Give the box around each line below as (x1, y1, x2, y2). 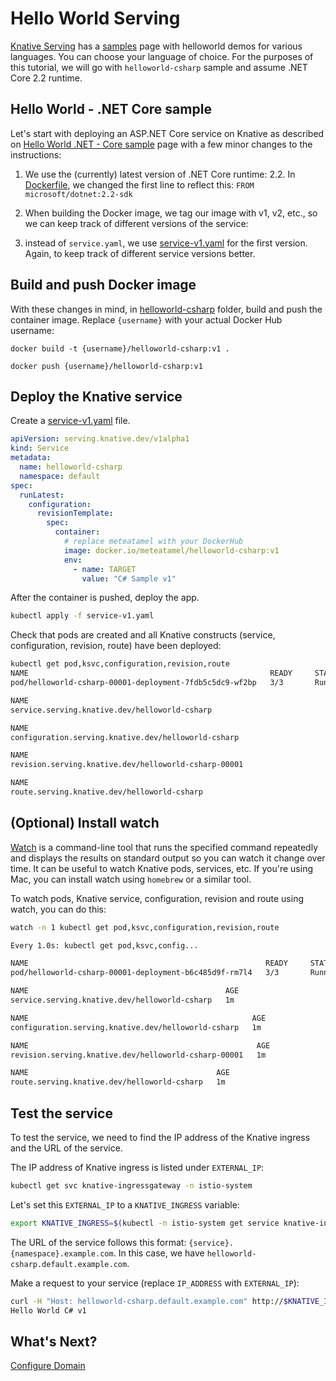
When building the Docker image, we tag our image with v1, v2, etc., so (24, 207, 318, 219)
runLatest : (19, 490, 65, 500)
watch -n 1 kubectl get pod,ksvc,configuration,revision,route (10, 922, 280, 932)
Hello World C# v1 (10, 1305, 87, 1316)
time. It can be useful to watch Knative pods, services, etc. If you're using (10, 862, 313, 874)
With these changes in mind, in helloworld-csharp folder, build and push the (10, 303, 323, 315)
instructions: (10, 148, 62, 161)
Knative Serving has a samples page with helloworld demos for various (10, 40, 303, 52)
